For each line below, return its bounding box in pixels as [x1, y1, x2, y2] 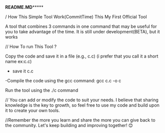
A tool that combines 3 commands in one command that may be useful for [5, 23, 157, 29]
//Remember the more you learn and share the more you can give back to [5, 117, 156, 123]
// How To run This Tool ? [5, 44, 57, 49]
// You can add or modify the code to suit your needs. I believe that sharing [5, 97, 159, 103]
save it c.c [12, 68, 34, 74]
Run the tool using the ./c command [5, 87, 79, 93]
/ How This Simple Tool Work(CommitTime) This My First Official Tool [5, 14, 147, 19]
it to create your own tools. [5, 108, 60, 113]
